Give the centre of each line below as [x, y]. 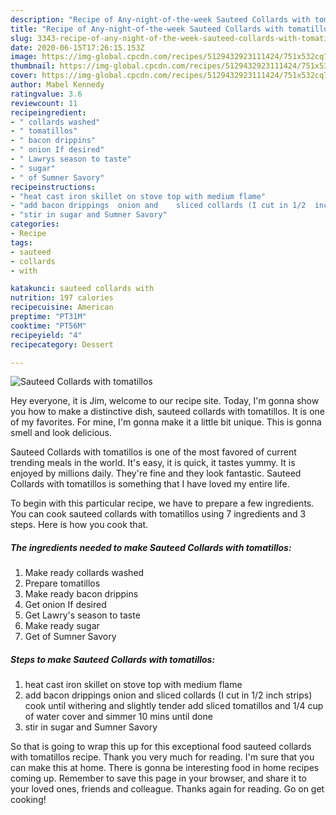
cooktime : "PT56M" [48, 326]
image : [24, 57]
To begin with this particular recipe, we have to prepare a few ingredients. [162, 503]
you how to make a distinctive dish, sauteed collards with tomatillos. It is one [167, 412]
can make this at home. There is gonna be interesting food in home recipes [165, 768]
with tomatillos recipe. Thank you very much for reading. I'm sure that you [162, 757]
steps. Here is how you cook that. [79, 525]
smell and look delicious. [61, 433]
